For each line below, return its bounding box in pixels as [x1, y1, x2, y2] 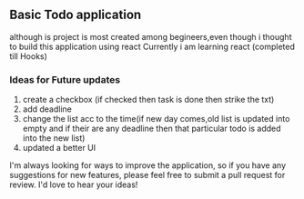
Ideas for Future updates [9, 73, 121, 85]
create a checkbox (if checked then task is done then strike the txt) [22, 95, 275, 105]
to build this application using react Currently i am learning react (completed [9, 41, 296, 52]
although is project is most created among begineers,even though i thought [9, 31, 292, 42]
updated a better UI [22, 143, 96, 154]
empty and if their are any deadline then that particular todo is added [22, 123, 281, 134]
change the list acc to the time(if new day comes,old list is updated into [22, 114, 290, 124]
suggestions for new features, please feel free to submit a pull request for [9, 170, 286, 181]
